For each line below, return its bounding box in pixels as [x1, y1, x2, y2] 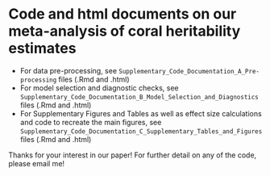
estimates [8, 40, 77, 57]
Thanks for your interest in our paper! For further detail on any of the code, [8, 150, 257, 160]
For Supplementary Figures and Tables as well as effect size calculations [19, 108, 262, 118]
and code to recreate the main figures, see [19, 117, 162, 127]
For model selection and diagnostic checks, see [19, 82, 179, 93]
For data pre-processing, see [19, 65, 118, 75]
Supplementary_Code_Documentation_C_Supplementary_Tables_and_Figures [19, 127, 263, 136]
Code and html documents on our [8, 5, 237, 23]
